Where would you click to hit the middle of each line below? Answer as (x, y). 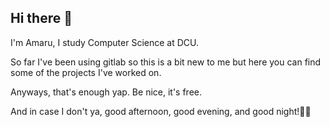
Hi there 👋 (41, 18)
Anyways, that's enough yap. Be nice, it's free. (106, 92)
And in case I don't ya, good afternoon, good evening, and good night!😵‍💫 (161, 111)
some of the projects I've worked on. (86, 72)
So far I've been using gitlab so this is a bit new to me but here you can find (166, 62)
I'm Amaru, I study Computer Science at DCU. (104, 42)
